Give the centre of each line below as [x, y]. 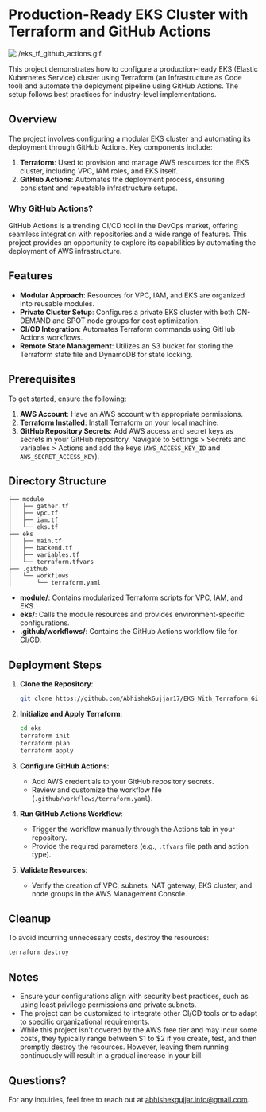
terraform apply [46, 750]
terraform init [45, 736]
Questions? [37, 1081]
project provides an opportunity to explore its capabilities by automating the [132, 243]
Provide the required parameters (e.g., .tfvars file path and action [140, 846]
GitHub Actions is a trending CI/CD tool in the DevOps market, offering [123, 226]
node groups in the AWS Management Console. [110, 893]
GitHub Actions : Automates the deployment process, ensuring [122, 179]
